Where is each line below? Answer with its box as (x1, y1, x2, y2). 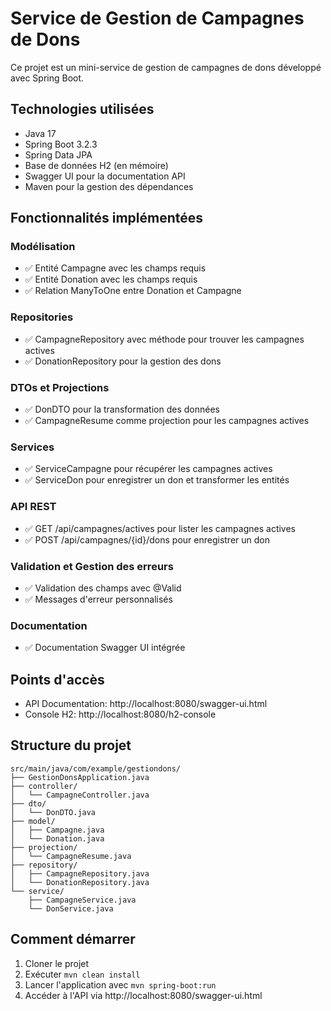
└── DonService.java (28, 903, 114, 914)
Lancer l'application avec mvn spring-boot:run (24, 978, 217, 991)
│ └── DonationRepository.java (10, 877, 150, 887)
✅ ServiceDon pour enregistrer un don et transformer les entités (24, 474, 290, 486)
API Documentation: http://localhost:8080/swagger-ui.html (24, 698, 268, 710)
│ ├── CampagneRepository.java (10, 868, 150, 879)
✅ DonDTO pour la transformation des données (24, 403, 220, 416)
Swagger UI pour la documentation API (24, 170, 186, 182)
